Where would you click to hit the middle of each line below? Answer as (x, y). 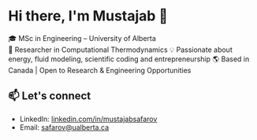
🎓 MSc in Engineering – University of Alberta (82, 38)
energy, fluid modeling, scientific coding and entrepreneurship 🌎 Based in (129, 59)
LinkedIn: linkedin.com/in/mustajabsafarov (88, 119)
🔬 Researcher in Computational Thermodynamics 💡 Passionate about (120, 50)
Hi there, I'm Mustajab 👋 (88, 16)
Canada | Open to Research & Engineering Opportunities (100, 70)
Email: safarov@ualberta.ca (64, 127)
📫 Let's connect (50, 96)
